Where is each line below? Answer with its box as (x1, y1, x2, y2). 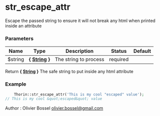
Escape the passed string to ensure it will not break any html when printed (5, 18, 156, 23)
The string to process (55, 56, 104, 63)
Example (5, 81, 27, 88)
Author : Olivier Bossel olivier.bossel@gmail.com (5, 105, 103, 111)
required (109, 56, 129, 63)
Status (111, 48, 127, 55)
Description (65, 48, 94, 55)
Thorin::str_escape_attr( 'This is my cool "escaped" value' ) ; (14, 92, 144, 97)
